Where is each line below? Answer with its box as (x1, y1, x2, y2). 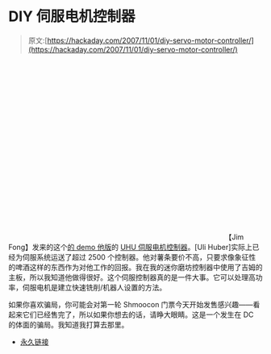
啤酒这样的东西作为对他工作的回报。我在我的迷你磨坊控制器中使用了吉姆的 (15, 262, 263, 272)
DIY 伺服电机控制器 (8, 7, 135, 26)
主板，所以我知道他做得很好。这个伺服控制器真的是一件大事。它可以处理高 (8, 272, 256, 282)
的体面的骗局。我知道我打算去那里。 (8, 319, 129, 329)
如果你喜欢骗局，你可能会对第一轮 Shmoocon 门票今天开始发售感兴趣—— (8, 299, 253, 309)
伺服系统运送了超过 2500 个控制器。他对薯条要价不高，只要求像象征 (22, 252, 249, 262)
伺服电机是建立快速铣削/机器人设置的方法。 (22, 282, 167, 292)
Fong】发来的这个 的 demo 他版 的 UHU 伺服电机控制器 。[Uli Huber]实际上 (8, 242, 252, 252)
